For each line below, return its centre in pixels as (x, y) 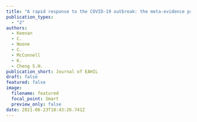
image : (14, 88)
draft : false (22, 77)
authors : (17, 28)
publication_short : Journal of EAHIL (52, 72)
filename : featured (35, 93)
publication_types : (30, 17)
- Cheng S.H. (27, 66)
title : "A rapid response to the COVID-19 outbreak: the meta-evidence (95, 11)
